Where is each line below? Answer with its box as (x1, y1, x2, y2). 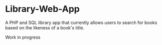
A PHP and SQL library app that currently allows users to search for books (5, 20, 158, 25)
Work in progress (5, 34, 41, 40)
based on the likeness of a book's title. (5, 24, 85, 30)
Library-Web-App (5, 3, 80, 15)
